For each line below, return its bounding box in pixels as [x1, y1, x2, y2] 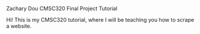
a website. [6, 23, 32, 29]
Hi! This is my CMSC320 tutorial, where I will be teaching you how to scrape [6, 16, 195, 23]
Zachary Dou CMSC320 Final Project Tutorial [6, 5, 118, 12]
